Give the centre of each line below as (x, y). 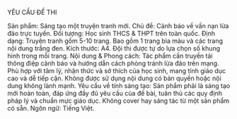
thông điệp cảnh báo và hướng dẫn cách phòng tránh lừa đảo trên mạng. (113, 63)
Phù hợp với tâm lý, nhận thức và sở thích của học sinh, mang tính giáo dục (117, 71)
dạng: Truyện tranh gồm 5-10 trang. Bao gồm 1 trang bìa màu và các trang (115, 41)
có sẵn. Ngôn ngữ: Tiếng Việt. (51, 108)
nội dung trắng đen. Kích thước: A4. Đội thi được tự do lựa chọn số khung (114, 48)
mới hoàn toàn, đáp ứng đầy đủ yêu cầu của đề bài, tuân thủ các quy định (115, 93)
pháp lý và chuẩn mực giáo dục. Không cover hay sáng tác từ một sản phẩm (118, 101)
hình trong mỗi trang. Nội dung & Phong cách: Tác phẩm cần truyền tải (110, 56)
